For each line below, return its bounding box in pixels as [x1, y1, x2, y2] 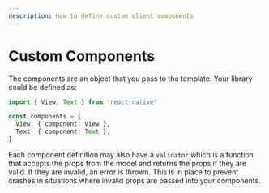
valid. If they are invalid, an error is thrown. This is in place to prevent [8, 167, 239, 177]
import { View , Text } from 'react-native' [8, 98, 158, 106]
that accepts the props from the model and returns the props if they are [8, 158, 247, 168]
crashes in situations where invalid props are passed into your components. [8, 175, 261, 185]
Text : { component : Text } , [15, 127, 111, 136]
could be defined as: [8, 82, 77, 92]
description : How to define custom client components [8, 11, 194, 20]
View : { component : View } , [15, 120, 111, 128]
